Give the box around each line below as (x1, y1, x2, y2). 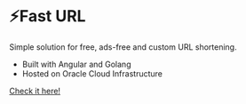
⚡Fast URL (9, 6, 86, 27)
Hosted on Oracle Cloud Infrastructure (21, 68, 163, 79)
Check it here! (9, 85, 60, 96)
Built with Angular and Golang (21, 59, 131, 69)
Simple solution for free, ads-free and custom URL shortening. (9, 41, 237, 52)
